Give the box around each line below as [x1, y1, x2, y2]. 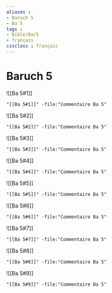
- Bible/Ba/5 [6, 32, 39, 38]
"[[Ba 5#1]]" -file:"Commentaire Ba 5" [6, 101, 107, 107]
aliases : [6, 9, 31, 15]
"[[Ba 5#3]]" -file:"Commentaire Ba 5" [6, 146, 107, 153]
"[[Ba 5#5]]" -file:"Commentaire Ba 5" [6, 191, 107, 197]
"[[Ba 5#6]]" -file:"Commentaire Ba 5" [6, 214, 107, 220]
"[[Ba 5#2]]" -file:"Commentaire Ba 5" [6, 123, 107, 130]
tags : [6, 26, 23, 32]
